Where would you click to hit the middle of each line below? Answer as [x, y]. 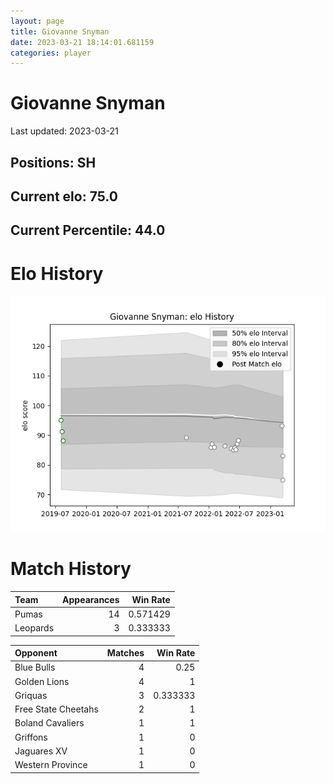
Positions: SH [53, 162]
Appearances [91, 599]
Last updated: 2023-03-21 [64, 131]
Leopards [34, 628]
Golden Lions [42, 681]
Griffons [31, 737]
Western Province [51, 765]
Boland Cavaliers [49, 723]
